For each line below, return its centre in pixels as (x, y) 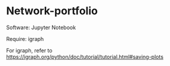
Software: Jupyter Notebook (41, 27)
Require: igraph (25, 39)
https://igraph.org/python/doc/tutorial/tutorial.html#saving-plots (85, 56)
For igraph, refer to (29, 50)
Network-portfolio (52, 11)
